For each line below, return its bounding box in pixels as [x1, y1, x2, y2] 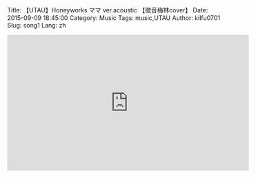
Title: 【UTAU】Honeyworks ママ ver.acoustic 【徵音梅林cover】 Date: [7, 6, 208, 14]
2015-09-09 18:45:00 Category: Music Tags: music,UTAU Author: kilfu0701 [7, 14, 221, 22]
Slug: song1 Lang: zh [7, 21, 67, 29]
